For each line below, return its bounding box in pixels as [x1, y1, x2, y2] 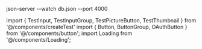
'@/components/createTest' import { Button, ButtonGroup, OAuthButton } [6, 24, 188, 30]
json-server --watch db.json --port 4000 [6, 5, 108, 12]
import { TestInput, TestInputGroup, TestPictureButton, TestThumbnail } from [6, 17, 197, 24]
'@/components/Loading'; [6, 36, 71, 43]
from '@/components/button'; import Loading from [6, 30, 133, 37]
